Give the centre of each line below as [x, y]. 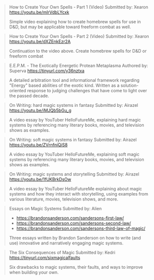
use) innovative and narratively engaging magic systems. [66, 243]
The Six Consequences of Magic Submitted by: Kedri [62, 252]
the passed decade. [29, 96]
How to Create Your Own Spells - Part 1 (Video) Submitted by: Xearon [79, 7]
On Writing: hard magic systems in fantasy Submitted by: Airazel [74, 105]
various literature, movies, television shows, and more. [64, 199]
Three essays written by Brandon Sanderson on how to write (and [75, 238]
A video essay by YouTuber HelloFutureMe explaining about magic [76, 189]
